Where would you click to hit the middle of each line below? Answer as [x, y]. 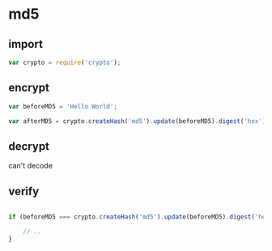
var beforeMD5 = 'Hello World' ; [63, 106]
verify [24, 191]
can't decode [30, 166]
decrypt [29, 146]
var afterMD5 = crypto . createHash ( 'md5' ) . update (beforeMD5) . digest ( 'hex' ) [137, 121]
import [25, 44]
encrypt [29, 88]
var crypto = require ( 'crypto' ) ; [65, 62]
